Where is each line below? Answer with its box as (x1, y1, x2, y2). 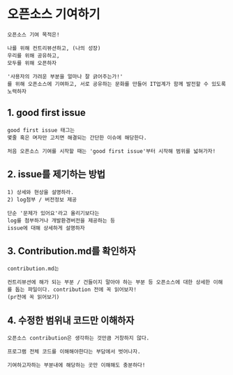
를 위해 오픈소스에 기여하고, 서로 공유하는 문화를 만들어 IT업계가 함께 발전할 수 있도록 (7, 80, 227, 87)
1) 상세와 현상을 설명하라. (7, 189, 75, 196)
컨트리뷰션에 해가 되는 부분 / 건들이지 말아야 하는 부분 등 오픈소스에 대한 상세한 (7, 279, 211, 286)
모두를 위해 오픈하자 (7, 59, 57, 66)
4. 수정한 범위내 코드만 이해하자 (7, 314, 135, 326)
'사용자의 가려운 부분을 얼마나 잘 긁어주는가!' (7, 73, 123, 80)
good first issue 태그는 (7, 126, 75, 133)
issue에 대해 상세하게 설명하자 (7, 224, 85, 231)
